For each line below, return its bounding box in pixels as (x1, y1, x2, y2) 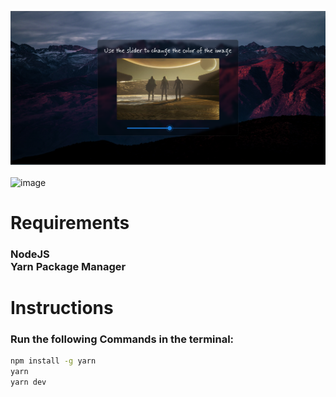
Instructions (10, 296, 114, 319)
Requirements (10, 211, 130, 234)
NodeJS (10, 247, 50, 261)
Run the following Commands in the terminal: (10, 332, 235, 346)
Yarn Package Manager (10, 259, 127, 273)
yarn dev (10, 377, 47, 387)
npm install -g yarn (10, 356, 97, 366)
